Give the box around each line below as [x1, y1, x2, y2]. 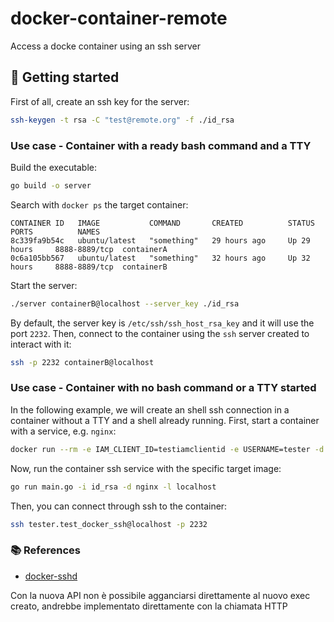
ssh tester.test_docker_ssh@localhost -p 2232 [10, 519, 208, 529]
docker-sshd [24, 570, 78, 582]
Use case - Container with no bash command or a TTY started [10, 381, 317, 395]
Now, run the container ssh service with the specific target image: [10, 462, 282, 474]
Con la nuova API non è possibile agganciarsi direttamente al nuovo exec [10, 589, 311, 601]
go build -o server [10, 180, 92, 191]
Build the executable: [10, 161, 97, 173]
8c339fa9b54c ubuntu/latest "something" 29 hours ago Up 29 [10, 235, 311, 246]
